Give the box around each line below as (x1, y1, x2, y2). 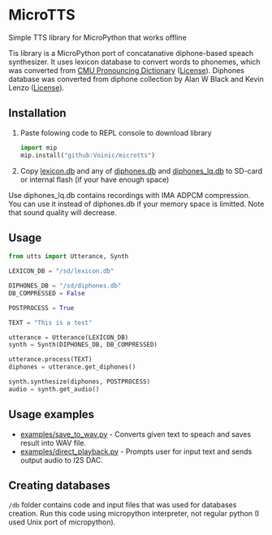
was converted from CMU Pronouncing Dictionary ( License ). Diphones (8, 65, 245, 75)
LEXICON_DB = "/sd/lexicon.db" (8, 267, 114, 275)
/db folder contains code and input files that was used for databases (8, 500, 237, 510)
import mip (19, 144, 58, 152)
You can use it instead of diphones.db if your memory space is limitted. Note (8, 199, 265, 209)
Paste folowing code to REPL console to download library (19, 127, 213, 137)
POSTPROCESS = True (8, 304, 75, 312)
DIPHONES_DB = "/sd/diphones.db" (8, 282, 122, 290)
